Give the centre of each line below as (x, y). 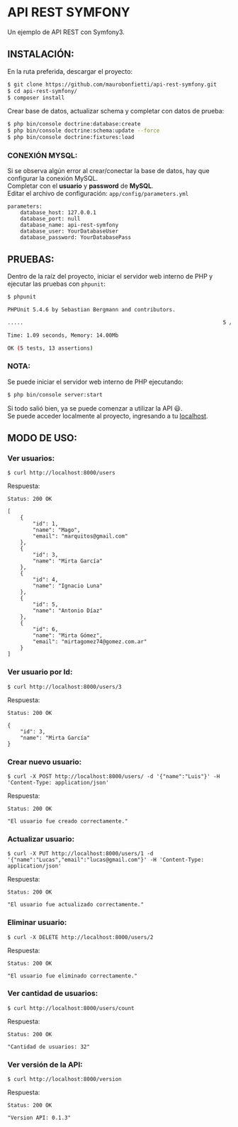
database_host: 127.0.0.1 (58, 213)
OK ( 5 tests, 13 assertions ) (50, 348)
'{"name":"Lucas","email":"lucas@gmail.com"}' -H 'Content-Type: (106, 860)
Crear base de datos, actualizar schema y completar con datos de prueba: (116, 111)
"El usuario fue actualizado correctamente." (75, 905)
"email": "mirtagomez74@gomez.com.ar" (90, 642)
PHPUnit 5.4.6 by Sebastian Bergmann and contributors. (91, 309)
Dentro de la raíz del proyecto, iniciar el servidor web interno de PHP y (110, 277)
